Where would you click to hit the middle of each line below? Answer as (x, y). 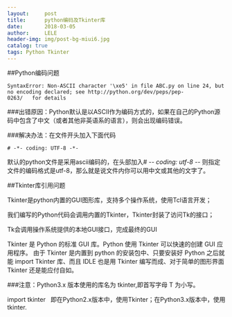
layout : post (32, 13)
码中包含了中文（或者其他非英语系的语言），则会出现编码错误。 (97, 120)
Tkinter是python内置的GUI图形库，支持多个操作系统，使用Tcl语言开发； (110, 200)
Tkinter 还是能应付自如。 (43, 270)
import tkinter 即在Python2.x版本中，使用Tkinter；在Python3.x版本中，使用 (116, 299)
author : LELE (32, 33)
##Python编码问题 (34, 73)
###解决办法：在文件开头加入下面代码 (62, 135)
